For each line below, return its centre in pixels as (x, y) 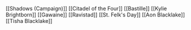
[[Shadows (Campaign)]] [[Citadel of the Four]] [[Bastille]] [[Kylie (86, 9)
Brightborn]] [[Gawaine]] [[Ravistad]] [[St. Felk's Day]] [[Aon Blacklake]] (95, 15)
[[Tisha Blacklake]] (29, 21)
